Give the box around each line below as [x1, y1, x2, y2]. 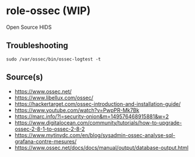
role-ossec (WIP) [6, 4, 91, 18]
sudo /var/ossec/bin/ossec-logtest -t [6, 56, 101, 62]
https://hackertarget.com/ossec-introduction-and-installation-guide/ [14, 100, 181, 107]
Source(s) [6, 72, 43, 82]
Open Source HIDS [6, 24, 52, 31]
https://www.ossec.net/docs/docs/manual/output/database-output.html [14, 144, 189, 151]
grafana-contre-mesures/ [14, 138, 77, 145]
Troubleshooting [6, 41, 69, 51]
